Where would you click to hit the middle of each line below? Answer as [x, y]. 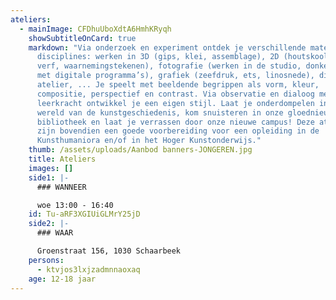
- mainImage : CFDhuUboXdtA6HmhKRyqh [95, 29]
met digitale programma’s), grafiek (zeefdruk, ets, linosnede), [175, 76]
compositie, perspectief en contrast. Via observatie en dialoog [175, 94]
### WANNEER [61, 187]
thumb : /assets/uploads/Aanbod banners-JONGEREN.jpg [140, 150]
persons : [46, 260]
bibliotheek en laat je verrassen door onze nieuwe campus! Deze [175, 122]
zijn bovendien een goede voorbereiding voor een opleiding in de [178, 131]
